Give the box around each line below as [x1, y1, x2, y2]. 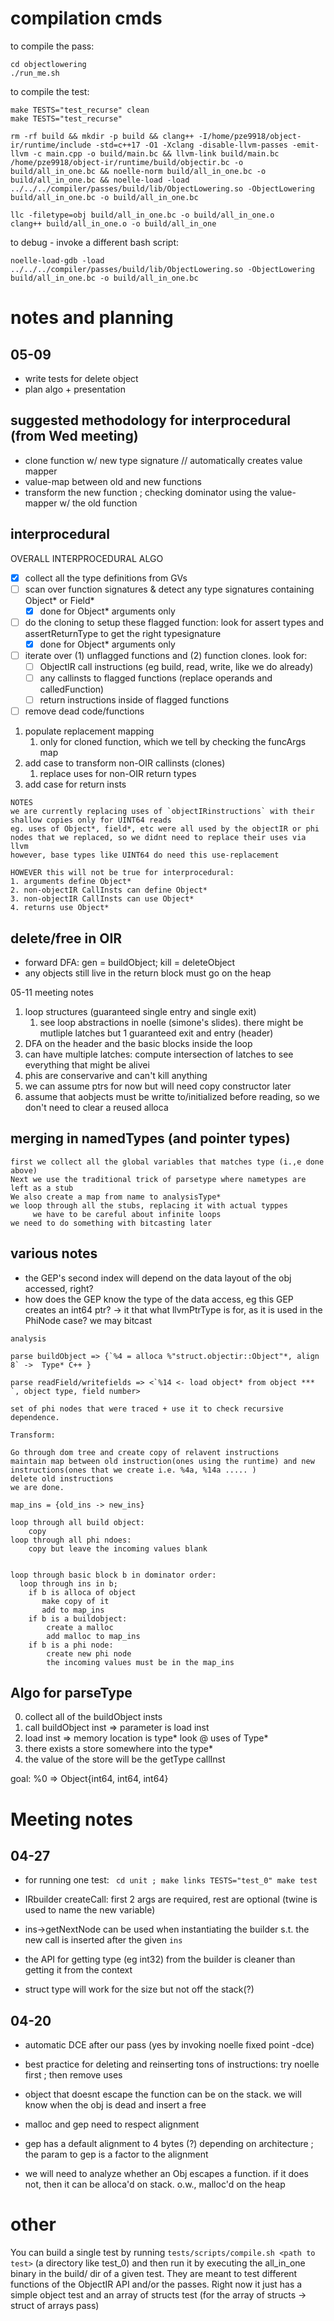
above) [10, 1165, 38, 1176]
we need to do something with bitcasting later [10, 1218, 213, 1228]
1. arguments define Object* [10, 877, 132, 887]
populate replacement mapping [24, 725, 155, 737]
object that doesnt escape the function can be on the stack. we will [24, 2088, 302, 2101]
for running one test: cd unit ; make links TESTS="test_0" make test [24, 1874, 318, 1886]
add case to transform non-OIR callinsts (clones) [24, 757, 226, 769]
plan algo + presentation [24, 383, 126, 395]
